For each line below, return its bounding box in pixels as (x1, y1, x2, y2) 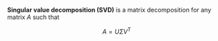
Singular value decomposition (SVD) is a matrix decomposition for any (7, 6, 212, 14)
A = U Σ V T (102, 27, 131, 36)
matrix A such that (7, 13, 60, 21)
